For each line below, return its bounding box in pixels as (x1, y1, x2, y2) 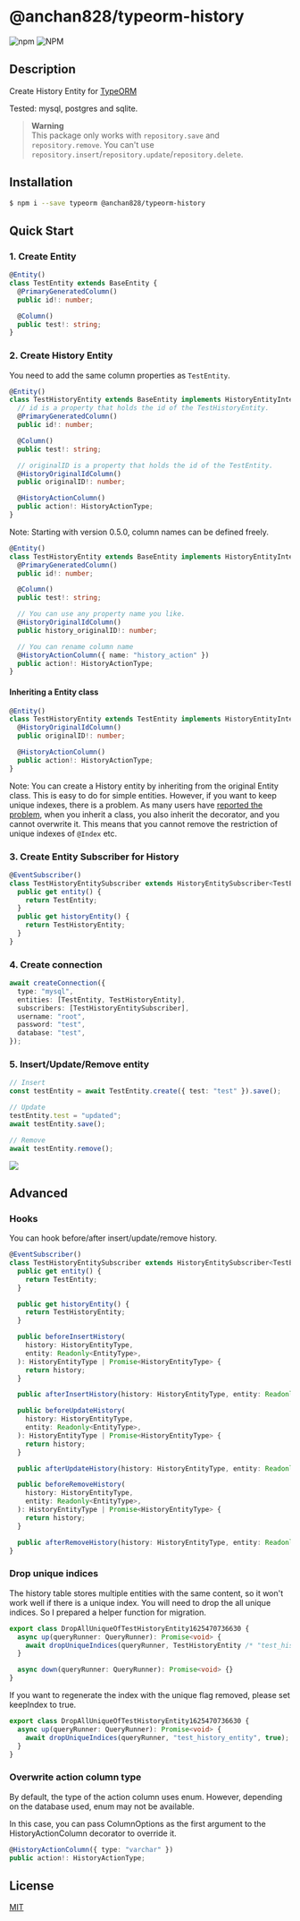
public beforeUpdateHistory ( (17, 1406, 126, 1415)
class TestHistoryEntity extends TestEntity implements (9, 714, 221, 724)
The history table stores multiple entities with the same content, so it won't (9, 1587, 284, 1599)
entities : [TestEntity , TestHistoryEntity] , (17, 995, 186, 1004)
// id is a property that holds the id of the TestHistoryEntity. (17, 404, 270, 413)
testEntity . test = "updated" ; (9, 1112, 122, 1121)
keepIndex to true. (9, 1699, 77, 1710)
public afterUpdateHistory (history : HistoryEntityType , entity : (17, 1464, 262, 1473)
